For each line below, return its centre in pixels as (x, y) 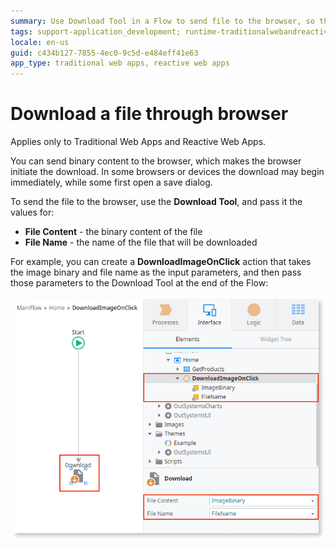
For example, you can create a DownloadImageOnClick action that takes (161, 262)
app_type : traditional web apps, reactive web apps (120, 63)
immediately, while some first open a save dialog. (111, 182)
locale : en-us (40, 42)
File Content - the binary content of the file (113, 232)
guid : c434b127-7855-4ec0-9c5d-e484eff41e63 (104, 53)
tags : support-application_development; (96, 31)
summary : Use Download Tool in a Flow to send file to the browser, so (162, 21)
